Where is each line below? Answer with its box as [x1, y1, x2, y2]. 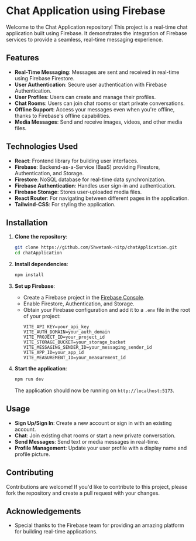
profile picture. [14, 450, 50, 458]
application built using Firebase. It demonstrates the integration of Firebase [6, 29, 187, 36]
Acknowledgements [6, 506, 81, 516]
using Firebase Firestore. [14, 74, 75, 81]
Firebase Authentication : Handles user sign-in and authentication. [14, 182, 176, 189]
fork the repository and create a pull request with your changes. [6, 489, 160, 496]
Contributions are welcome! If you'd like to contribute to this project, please [6, 483, 188, 490]
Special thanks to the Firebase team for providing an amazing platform [14, 522, 184, 529]
